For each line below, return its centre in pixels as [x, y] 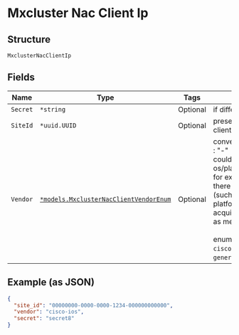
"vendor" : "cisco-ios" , [49, 312]
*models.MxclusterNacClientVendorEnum [106, 199]
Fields [21, 77]
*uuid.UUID [58, 125]
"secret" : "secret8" [44, 319]
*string [53, 109]
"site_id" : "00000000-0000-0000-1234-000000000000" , [94, 305]
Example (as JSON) [51, 282]
